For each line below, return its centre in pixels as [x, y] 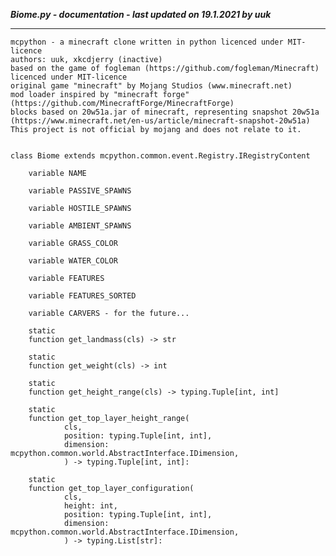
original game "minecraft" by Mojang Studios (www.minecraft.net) [151, 86]
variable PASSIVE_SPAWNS [80, 191]
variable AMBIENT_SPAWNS [80, 226]
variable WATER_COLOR [73, 261]
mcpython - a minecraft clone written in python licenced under [147, 42]
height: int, [90, 506]
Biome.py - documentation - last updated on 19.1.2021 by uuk [141, 14]
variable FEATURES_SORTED [82, 296]
